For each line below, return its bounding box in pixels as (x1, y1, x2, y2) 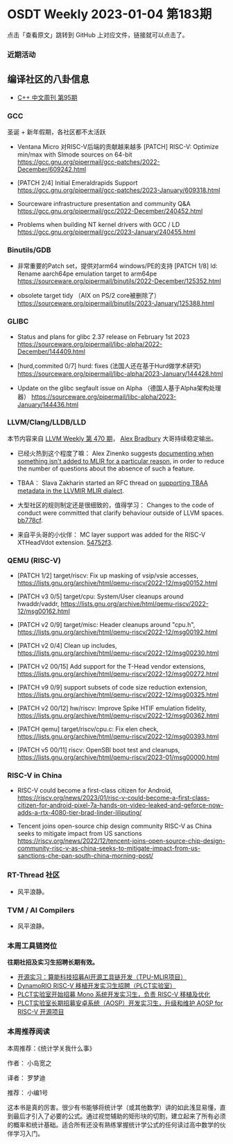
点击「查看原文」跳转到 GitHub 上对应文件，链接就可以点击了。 (7, 31, 189, 39)
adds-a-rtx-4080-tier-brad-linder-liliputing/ (17, 809, 142, 817)
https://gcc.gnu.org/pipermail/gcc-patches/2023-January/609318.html (17, 186, 221, 194)
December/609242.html (17, 165, 87, 173)
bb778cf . (17, 516, 43, 524)
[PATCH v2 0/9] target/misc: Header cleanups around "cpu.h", (17, 621, 196, 629)
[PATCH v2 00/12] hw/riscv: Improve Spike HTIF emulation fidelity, (17, 704, 207, 713)
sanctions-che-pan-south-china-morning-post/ (17, 852, 154, 860)
